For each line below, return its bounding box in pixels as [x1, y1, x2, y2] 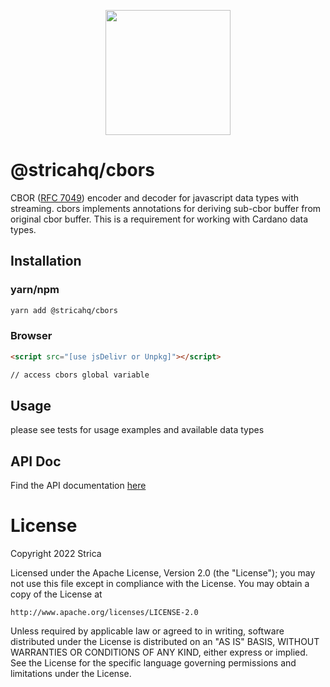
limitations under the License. [10, 668, 132, 680]
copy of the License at [10, 588, 103, 600]
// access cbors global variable [10, 370, 150, 380]
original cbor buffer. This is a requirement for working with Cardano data [10, 213, 309, 225]
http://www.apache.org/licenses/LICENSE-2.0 [10, 608, 199, 618]
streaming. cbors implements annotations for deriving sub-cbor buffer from [10, 202, 322, 214]
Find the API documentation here [10, 480, 147, 492]
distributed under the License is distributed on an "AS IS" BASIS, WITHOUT [10, 636, 320, 648]
